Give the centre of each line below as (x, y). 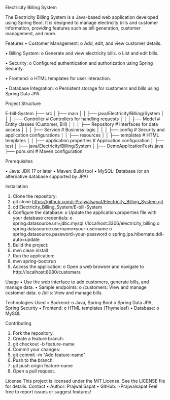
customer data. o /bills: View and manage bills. (54, 293)
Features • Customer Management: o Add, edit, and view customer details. (83, 43)
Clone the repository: (35, 196)
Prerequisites (19, 161)
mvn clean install (30, 250)
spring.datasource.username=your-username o (62, 229)
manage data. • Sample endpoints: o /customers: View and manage (76, 287)
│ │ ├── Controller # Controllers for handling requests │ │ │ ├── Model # (83, 119)
